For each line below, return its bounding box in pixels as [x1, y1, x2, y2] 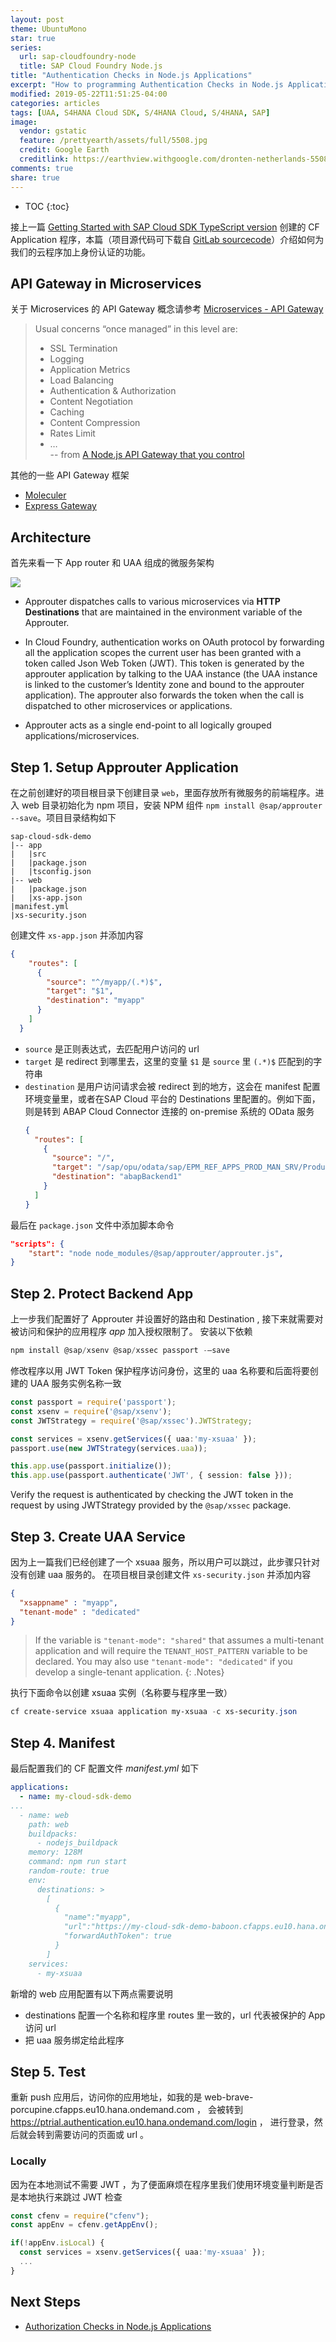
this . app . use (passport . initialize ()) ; [10, 1461, 172, 1471]
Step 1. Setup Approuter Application [10, 759, 239, 776]
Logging [49, 353, 85, 365]
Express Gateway [24, 500, 97, 512]
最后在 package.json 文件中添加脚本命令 [10, 1219, 175, 1231]
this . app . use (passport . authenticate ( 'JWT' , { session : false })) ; [10, 1471, 293, 1481]
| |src [10, 849, 47, 859]
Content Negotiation [49, 396, 134, 408]
